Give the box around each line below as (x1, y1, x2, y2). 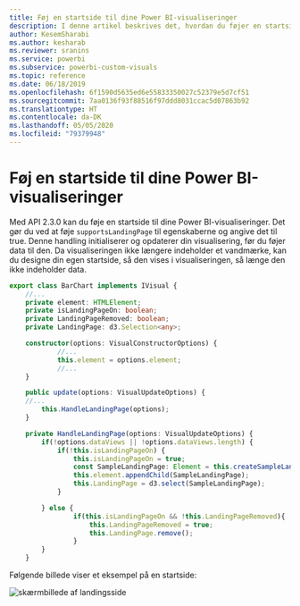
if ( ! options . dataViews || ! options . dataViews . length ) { (41, 437, 254, 447)
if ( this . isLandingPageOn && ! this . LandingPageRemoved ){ (72, 511, 286, 521)
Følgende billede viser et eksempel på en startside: (9, 569, 197, 581)
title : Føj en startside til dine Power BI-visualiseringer (9, 13, 238, 22)
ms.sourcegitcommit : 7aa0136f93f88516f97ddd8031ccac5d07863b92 (9, 96, 250, 105)
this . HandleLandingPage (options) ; (41, 405, 170, 414)
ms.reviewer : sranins (9, 46, 90, 55)
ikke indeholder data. (9, 264, 87, 274)
